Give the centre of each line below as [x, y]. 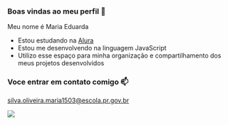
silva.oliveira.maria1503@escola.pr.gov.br [68, 100]
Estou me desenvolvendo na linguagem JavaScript [92, 48]
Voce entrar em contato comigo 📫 [68, 82]
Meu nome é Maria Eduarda [48, 27]
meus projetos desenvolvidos [61, 63]
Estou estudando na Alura [56, 40]
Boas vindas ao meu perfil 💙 [57, 11]
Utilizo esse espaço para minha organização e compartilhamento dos [119, 55]
